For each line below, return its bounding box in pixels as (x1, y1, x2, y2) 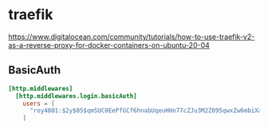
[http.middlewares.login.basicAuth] (15, 92, 137, 100)
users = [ (22, 100, 56, 107)
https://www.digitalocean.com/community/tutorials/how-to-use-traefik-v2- (8, 32, 255, 41)
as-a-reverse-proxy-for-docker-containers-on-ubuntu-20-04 (8, 40, 210, 49)
